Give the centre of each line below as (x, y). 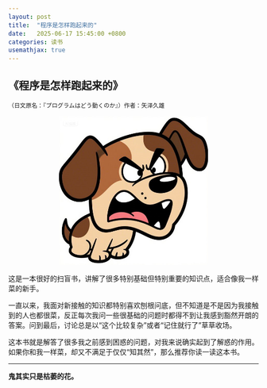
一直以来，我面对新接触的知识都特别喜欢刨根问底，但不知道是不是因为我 (126, 305)
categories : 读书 (36, 42)
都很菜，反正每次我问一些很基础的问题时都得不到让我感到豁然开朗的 (147, 315)
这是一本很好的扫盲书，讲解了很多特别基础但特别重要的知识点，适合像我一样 (133, 279)
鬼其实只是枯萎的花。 (43, 376)
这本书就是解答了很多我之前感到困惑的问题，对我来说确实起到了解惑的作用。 (133, 342)
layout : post (30, 17)
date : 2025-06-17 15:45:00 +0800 (67, 33)
